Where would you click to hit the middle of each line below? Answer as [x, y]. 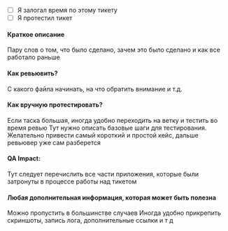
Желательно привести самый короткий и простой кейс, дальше [103, 135]
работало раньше [34, 57]
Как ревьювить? [33, 73]
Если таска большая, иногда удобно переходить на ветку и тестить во [113, 120]
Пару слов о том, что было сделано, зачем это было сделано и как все [114, 50]
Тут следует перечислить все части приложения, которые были [103, 174]
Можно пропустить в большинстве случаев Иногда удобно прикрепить [114, 213]
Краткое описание [36, 34]
